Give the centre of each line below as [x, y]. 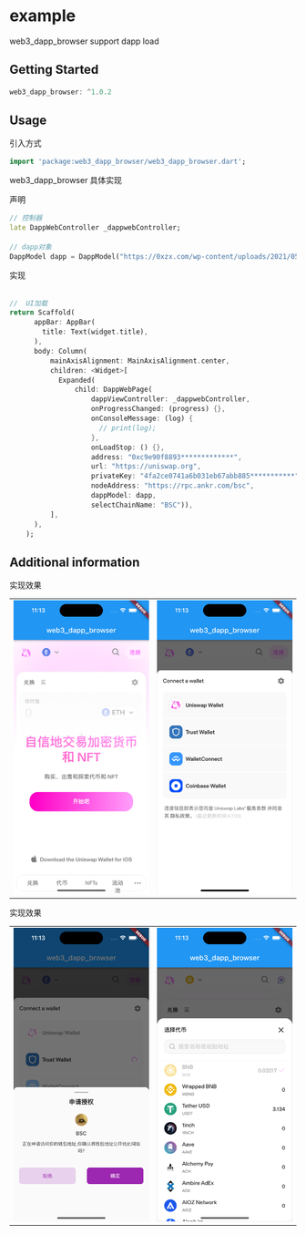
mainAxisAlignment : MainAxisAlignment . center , [140, 361]
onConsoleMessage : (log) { [142, 419]
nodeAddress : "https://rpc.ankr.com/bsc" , [173, 486]
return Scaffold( [42, 313]
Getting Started [54, 70]
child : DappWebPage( [113, 390]
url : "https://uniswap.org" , [146, 467]
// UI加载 [29, 303]
